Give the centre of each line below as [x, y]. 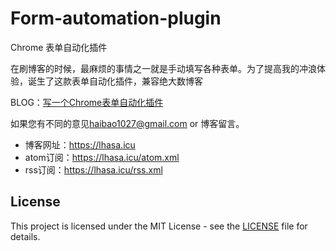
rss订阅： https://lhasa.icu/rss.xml [93, 169]
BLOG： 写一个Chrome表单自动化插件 [87, 102]
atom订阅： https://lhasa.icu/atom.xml [102, 157]
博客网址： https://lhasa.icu [80, 144]
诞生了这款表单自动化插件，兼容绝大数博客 [115, 81]
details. [25, 236]
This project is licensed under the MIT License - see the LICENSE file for [159, 226]
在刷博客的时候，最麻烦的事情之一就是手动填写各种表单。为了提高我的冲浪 [163, 68]
